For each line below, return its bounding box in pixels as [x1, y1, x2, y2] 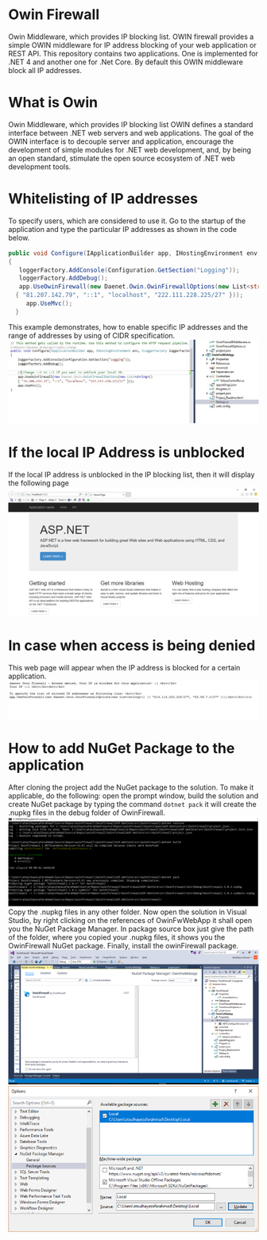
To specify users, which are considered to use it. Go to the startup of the [8, 216, 246, 226]
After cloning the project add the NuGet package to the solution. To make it [8, 782, 254, 792]
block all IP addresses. [8, 65, 82, 75]
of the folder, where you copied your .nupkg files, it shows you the [8, 933, 226, 942]
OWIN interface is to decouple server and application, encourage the [8, 137, 234, 146]
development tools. [8, 161, 72, 172]
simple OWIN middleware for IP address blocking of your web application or [8, 40, 257, 49]
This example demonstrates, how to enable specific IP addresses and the [8, 322, 249, 331]
